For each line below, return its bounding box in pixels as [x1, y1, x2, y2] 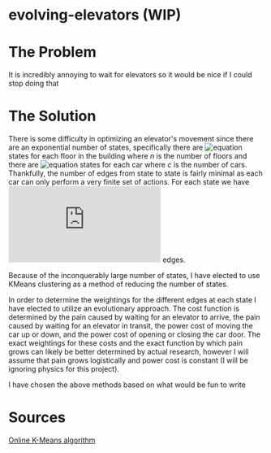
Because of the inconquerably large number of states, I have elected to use [8, 271, 260, 281]
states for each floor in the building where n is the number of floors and [8, 151, 247, 161]
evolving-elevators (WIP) [8, 6, 182, 24]
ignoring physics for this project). [8, 364, 120, 374]
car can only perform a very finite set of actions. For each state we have [8, 177, 250, 187]
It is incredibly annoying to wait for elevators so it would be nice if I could [8, 70, 253, 80]
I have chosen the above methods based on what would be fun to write [8, 380, 246, 390]
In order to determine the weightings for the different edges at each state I [8, 295, 257, 305]
